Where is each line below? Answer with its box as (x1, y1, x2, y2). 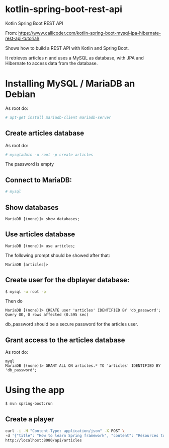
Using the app (5, 385, 65, 396)
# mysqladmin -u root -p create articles (5, 152, 94, 157)
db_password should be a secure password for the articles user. (5, 321, 138, 327)
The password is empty (5, 161, 54, 167)
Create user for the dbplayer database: (5, 276, 130, 284)
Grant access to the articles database (5, 336, 125, 344)
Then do (5, 298, 23, 304)
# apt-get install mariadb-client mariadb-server (5, 115, 112, 120)
